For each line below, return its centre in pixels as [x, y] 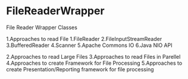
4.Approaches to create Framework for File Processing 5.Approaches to [94, 63]
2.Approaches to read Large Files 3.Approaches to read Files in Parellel [93, 56]
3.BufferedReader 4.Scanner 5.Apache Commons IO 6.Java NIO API [89, 45]
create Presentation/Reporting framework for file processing [80, 69]
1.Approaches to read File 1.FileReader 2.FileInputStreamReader [84, 39]
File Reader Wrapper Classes [42, 27]
